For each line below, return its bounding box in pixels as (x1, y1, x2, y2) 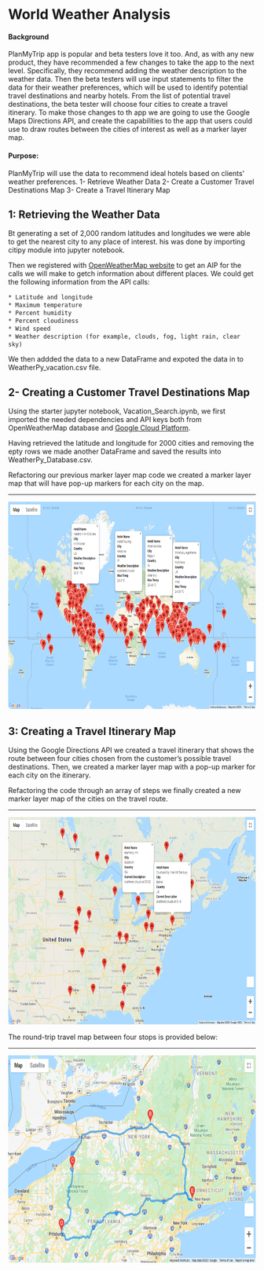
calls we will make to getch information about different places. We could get (8, 269, 254, 278)
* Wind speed (8, 325, 51, 333)
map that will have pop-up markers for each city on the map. (8, 479, 204, 488)
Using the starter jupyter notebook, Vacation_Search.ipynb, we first (8, 406, 226, 416)
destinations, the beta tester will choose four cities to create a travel (8, 100, 228, 109)
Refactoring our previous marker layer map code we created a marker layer (8, 470, 251, 480)
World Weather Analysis (8, 6, 171, 24)
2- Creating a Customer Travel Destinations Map (8, 385, 250, 399)
